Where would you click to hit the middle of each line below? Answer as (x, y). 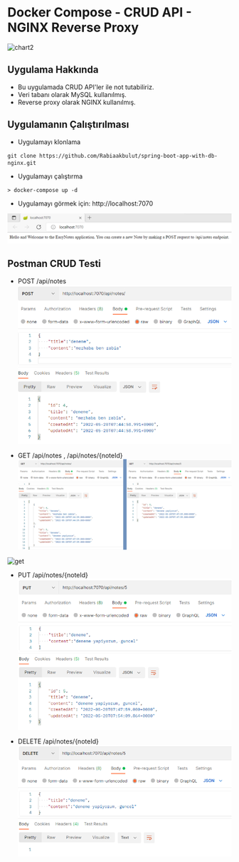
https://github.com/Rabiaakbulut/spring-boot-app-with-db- (128, 156)
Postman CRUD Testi (54, 264)
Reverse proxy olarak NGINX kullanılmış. (77, 102)
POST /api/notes (42, 281)
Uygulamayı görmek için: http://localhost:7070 (85, 203)
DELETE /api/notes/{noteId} (58, 741)
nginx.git (22, 163)
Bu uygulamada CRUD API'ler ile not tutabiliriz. (86, 87)
